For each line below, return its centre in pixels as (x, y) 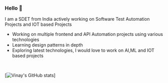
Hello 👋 (14, 8)
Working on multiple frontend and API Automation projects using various (87, 34)
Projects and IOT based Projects (38, 24)
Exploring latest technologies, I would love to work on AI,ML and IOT (83, 51)
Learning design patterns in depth (47, 45)
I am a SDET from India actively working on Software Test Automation (77, 19)
